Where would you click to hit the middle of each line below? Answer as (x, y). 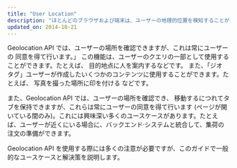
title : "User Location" (42, 14)
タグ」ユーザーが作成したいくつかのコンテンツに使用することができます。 (115, 74)
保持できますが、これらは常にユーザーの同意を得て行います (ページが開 (123, 107)
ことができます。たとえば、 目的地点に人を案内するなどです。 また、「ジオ (115, 66)
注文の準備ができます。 (41, 133)
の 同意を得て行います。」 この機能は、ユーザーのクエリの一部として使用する (118, 56)
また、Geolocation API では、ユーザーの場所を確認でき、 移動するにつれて (115, 98)
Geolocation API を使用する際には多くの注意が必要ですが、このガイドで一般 (118, 148)
